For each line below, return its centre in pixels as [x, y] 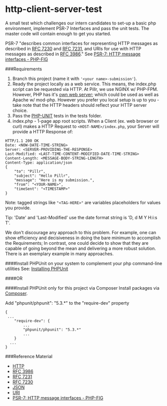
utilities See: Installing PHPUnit [37, 269]
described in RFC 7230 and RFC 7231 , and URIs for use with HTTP [73, 48]
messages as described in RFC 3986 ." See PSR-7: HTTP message [73, 54]
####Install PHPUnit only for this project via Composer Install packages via [82, 288]
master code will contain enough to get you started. [58, 33]
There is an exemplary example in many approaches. [59, 254]
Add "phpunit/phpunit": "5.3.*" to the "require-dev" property [67, 303]
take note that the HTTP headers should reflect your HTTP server [80, 105]
